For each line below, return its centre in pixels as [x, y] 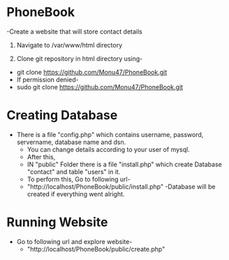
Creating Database [62, 115]
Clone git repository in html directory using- [80, 58]
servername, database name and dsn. [71, 142]
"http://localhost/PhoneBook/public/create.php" [96, 249]
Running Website [57, 223]
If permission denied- [47, 79]
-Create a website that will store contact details [74, 31]
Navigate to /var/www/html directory [69, 45]
